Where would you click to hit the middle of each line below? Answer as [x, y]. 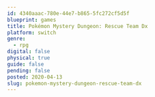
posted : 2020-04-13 [35, 77]
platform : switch [32, 32]
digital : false [29, 52]
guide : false [26, 64]
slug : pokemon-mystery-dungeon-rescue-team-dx [74, 83]
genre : [16, 39]
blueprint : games [32, 20]
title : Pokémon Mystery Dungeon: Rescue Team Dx [77, 26]
